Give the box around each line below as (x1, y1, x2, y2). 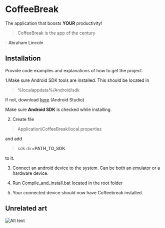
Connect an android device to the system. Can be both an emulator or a (12, 165, 160, 171)
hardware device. (12, 170, 48, 176)
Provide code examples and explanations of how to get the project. (5, 67, 143, 73)
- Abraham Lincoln (5, 39, 43, 46)
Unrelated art (5, 204, 47, 213)
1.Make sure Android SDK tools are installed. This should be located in (5, 77, 149, 83)
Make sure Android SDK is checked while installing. (5, 106, 112, 112)
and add (5, 136, 22, 142)
